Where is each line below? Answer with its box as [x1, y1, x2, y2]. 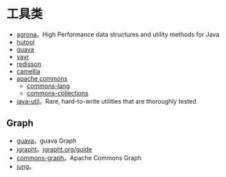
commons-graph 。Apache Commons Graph [16, 154, 142, 162]
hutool [16, 38, 35, 46]
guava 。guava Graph [16, 137, 77, 145]
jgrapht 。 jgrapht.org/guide [16, 145, 92, 153]
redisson [16, 60, 42, 68]
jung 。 [16, 162, 36, 170]
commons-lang [26, 82, 70, 90]
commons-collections [26, 88, 89, 97]
